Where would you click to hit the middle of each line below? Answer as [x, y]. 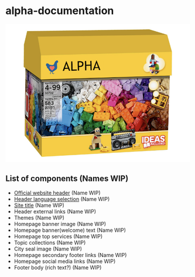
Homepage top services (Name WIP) [58, 236]
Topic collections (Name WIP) [50, 242]
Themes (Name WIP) [39, 217]
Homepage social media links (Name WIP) [65, 261]
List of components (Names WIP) [67, 179]
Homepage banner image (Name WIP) [60, 224]
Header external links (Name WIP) [55, 211]
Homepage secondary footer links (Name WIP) [70, 255]
